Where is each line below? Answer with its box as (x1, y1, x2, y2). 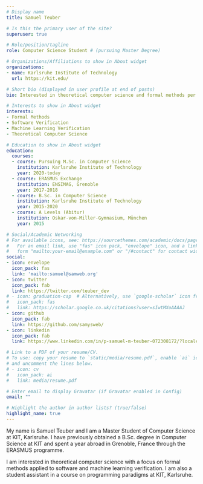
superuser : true (6, 31, 47, 37)
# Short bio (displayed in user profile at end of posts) (6, 86, 155, 93)
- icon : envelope (6, 260, 50, 266)
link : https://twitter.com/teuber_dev (11, 288, 110, 294)
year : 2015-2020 (17, 204, 59, 210)
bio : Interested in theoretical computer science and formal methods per (6, 92, 196, 98)
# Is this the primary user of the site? (6, 25, 112, 31)
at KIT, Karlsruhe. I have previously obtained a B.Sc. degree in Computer (6, 433, 187, 440)
